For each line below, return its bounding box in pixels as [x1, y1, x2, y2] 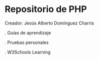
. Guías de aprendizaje [5, 29, 51, 35]
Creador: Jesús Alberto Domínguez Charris [5, 20, 94, 26]
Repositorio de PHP [5, 3, 87, 15]
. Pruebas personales [5, 39, 49, 45]
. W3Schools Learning [5, 49, 51, 55]
